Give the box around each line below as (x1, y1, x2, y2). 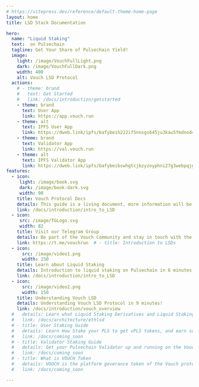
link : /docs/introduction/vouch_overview (17, 306, 120, 312)
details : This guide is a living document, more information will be (17, 201, 192, 207)
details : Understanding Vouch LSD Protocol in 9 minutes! (17, 300, 163, 306)
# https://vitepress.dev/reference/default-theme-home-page (6, 8, 158, 15)
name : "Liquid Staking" (11, 36, 70, 42)
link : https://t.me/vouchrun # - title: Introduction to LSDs (17, 239, 176, 246)
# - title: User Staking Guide (11, 322, 89, 328)
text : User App (21, 107, 60, 113)
